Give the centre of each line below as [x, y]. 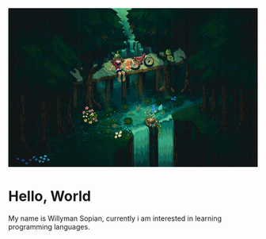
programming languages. [49, 226]
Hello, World [49, 197]
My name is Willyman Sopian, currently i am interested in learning [115, 218]
